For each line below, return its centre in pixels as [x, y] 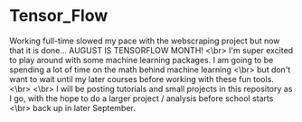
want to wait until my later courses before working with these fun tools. [142, 79]
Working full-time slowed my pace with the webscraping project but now [145, 41]
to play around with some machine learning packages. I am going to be [142, 60]
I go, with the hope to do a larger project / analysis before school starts [142, 98]
